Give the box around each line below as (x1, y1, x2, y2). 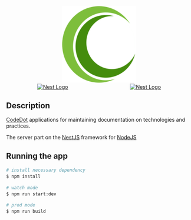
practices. (6, 122, 31, 129)
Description (6, 101, 50, 111)
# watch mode (6, 185, 38, 191)
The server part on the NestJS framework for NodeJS (6, 134, 137, 141)
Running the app (6, 151, 68, 161)
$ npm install (6, 173, 41, 179)
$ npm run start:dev (6, 191, 57, 197)
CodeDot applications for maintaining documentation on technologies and (6, 116, 186, 124)
